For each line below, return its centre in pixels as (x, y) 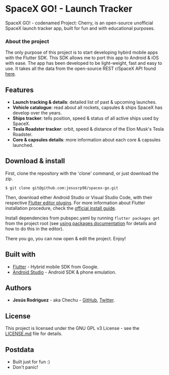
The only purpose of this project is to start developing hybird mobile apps (81, 52)
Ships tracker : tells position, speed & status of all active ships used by (86, 118)
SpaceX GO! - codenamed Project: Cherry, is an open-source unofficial (79, 23)
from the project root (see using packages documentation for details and (81, 223)
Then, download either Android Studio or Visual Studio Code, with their (79, 197)
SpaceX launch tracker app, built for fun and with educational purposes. (80, 28)
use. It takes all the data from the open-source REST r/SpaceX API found (81, 68)
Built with (20, 255)
